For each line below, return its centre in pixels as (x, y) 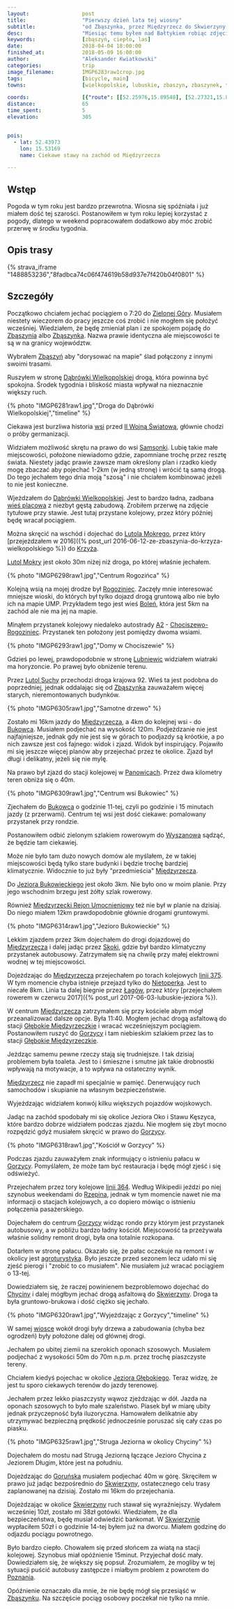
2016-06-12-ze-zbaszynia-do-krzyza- (168, 541)
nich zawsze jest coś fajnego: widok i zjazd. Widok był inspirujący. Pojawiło (115, 744)
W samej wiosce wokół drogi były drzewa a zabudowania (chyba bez (106, 1328)
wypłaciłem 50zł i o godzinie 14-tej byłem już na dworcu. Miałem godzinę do (117, 1526)
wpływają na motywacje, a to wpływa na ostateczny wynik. (92, 1069)
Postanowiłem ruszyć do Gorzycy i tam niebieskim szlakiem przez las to (110, 1033)
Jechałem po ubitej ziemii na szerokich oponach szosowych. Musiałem (109, 1349)
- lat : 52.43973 (37, 142)
